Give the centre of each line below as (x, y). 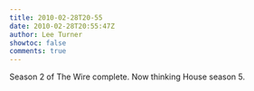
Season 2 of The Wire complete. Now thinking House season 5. (127, 77)
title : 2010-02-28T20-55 (56, 18)
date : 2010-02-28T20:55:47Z (62, 26)
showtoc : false (38, 43)
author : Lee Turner (46, 34)
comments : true (38, 51)
